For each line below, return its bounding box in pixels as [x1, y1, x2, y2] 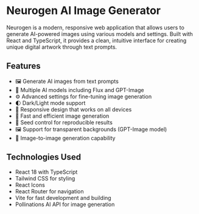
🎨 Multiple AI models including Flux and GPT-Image [15, 86, 144, 93]
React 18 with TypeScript [15, 168, 78, 176]
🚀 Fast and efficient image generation [15, 112, 110, 119]
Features [6, 61, 41, 71]
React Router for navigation [15, 187, 84, 195]
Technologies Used [6, 152, 81, 162]
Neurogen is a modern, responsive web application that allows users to [6, 24, 184, 31]
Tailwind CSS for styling [15, 174, 75, 182]
